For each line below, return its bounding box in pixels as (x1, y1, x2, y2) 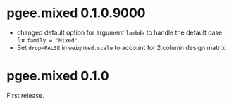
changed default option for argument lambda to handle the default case (16, 28, 223, 37)
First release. (6, 91, 45, 99)
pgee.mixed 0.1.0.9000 (6, 5, 146, 21)
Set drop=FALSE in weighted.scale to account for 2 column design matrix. (16, 43, 227, 51)
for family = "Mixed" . (16, 35, 80, 44)
